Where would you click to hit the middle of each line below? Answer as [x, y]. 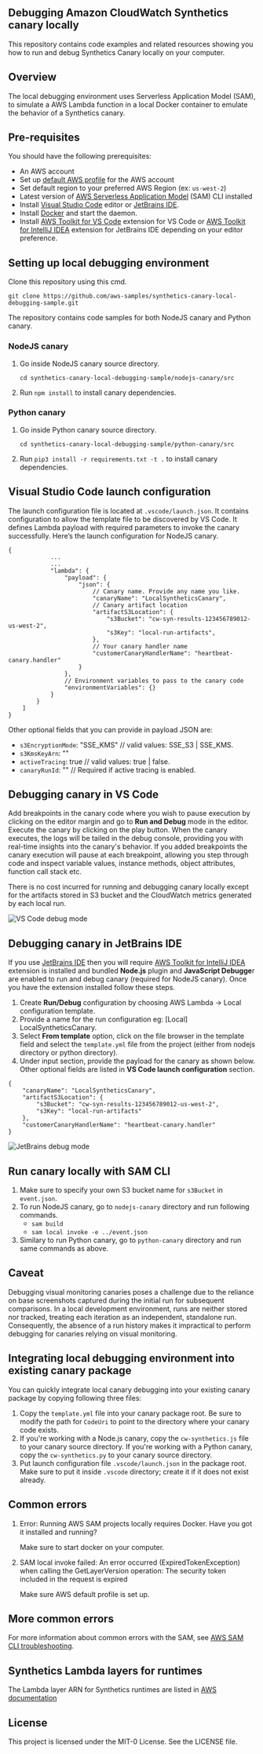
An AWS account [47, 171]
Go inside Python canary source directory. [88, 429]
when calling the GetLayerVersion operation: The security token [122, 1570]
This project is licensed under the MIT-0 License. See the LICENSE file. [123, 1741]
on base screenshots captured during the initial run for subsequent [117, 1300]
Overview [33, 77]
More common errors [61, 1619]
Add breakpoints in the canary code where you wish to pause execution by [129, 813]
